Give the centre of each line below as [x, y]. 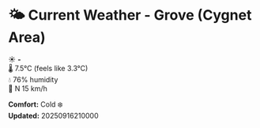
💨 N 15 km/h [28, 88]
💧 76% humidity [33, 79]
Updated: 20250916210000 [53, 115]
